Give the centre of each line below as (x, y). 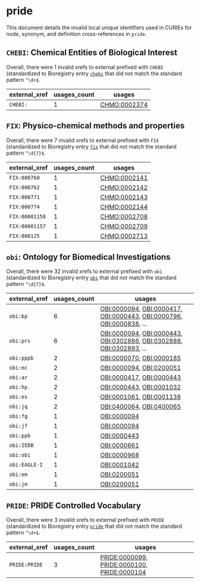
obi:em (18, 475)
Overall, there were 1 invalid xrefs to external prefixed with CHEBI (85, 67)
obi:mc (18, 368)
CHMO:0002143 (124, 197)
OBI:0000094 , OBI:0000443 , (141, 334)
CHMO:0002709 (124, 226)
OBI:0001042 (120, 465)
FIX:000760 (24, 178)
